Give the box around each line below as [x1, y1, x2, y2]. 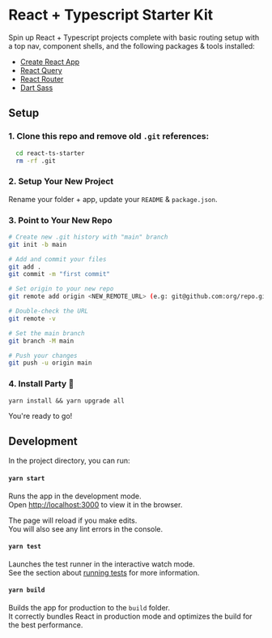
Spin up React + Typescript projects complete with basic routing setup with [8, 32, 260, 42]
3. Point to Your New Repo [8, 214, 113, 226]
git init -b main [8, 240, 67, 248]
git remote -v [8, 314, 57, 322]
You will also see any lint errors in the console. [8, 524, 164, 533]
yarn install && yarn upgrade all [8, 396, 125, 405]
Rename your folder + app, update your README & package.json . [8, 194, 218, 204]
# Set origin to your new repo [8, 285, 114, 293]
